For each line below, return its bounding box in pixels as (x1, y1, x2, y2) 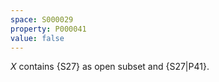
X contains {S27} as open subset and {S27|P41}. (10, 61, 210, 73)
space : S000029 (10, 14, 74, 25)
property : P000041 (10, 24, 87, 34)
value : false (10, 33, 65, 43)
